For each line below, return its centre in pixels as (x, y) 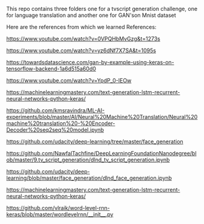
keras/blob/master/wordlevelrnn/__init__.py (60, 214)
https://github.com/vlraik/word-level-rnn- (58, 208)
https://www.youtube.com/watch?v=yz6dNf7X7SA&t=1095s (81, 50)
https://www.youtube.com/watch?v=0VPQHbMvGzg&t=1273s (83, 39)
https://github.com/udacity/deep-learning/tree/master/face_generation (95, 141)
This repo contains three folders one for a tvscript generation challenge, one (102, 9)
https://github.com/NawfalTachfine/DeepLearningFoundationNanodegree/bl (101, 153)
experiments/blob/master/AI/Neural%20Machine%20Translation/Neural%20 (102, 117)
